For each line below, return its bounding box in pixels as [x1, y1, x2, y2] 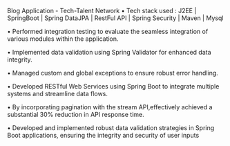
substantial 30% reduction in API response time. [7, 111, 145, 118]
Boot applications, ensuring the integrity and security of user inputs [7, 131, 200, 139]
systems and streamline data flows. [7, 90, 108, 98]
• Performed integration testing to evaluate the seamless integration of [7, 28, 209, 35]
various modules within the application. [7, 35, 119, 43]
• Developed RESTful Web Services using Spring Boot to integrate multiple [7, 82, 220, 90]
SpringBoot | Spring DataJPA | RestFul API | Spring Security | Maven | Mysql [7, 14, 224, 22]
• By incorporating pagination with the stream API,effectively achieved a [7, 103, 213, 111]
